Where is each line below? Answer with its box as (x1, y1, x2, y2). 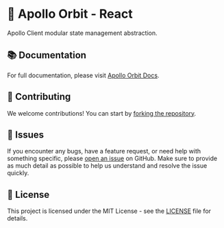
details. (7, 214, 28, 223)
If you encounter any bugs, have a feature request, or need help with (7, 147, 201, 155)
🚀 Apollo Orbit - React (7, 6, 133, 22)
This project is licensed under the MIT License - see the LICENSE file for (7, 207, 211, 215)
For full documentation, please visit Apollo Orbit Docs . (7, 71, 160, 79)
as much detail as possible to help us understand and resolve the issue (7, 162, 208, 170)
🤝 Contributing (7, 91, 71, 103)
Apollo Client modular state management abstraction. (7, 29, 158, 37)
